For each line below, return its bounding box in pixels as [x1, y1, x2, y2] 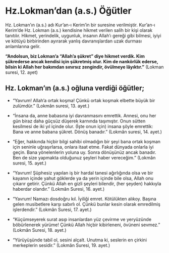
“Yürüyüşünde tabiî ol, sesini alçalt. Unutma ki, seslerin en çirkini [12, 237, 147, 243]
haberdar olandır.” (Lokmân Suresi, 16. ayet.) [12, 186, 105, 192]
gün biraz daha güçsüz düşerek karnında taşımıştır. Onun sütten [12, 118, 146, 124]
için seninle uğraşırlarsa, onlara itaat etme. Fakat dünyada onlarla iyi [12, 144, 154, 150]
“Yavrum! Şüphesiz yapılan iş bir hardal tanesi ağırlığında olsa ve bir [12, 170, 153, 176]
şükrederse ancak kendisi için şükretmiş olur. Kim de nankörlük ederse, [5, 58, 158, 64]
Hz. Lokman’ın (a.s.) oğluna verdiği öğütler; [5, 84, 145, 93]
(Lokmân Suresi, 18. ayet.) [12, 227, 67, 233]
